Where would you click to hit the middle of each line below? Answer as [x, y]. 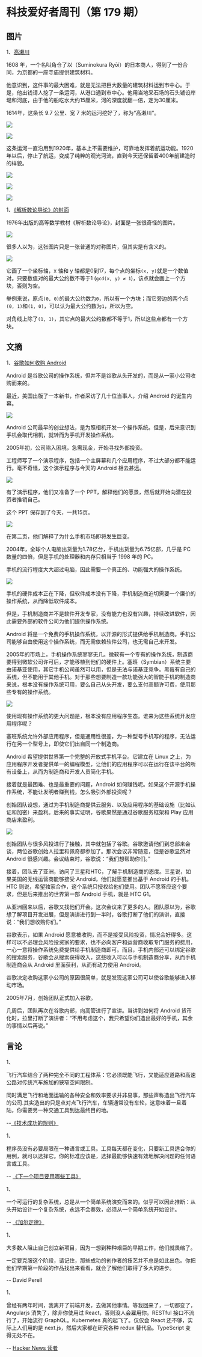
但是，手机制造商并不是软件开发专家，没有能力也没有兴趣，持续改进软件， [98, 613]
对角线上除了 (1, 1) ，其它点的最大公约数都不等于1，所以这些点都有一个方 [97, 319]
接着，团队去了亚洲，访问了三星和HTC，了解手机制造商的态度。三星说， [96, 871]
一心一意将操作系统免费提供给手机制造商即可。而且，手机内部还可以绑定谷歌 [101, 949]
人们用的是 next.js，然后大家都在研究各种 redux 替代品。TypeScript [100, 1328]
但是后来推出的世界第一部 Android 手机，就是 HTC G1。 [85, 894]
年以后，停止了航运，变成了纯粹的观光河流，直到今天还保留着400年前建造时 [101, 156]
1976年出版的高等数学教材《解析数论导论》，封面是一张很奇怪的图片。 [92, 222]
